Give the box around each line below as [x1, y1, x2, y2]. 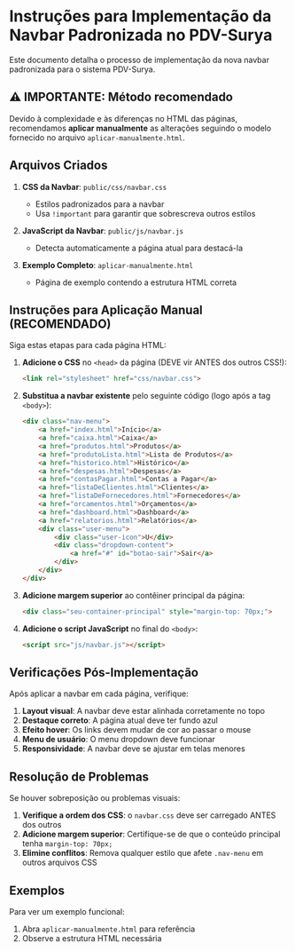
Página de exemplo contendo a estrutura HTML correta [35, 277, 237, 288]
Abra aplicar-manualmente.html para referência [21, 923, 196, 934]
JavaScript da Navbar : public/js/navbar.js [21, 225, 184, 236]
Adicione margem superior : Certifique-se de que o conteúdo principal [21, 828, 281, 840]
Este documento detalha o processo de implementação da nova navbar [9, 54, 270, 65]
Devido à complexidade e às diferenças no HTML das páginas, [9, 113, 237, 123]
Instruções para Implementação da [9, 6, 272, 27]
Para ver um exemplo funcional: [9, 906, 126, 916]
